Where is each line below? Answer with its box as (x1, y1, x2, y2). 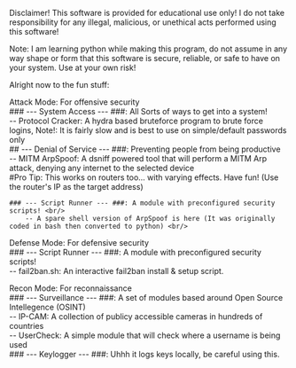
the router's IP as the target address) (9, 182, 144, 192)
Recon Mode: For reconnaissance (9, 283, 133, 294)
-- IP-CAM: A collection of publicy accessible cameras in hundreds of (9, 311, 263, 322)
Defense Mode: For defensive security (9, 238, 149, 247)
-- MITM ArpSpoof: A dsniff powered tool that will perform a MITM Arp (9, 153, 268, 163)
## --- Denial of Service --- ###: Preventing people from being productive (9, 144, 281, 154)
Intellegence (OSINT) (9, 301, 86, 312)
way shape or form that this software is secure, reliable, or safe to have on (9, 53, 281, 63)
